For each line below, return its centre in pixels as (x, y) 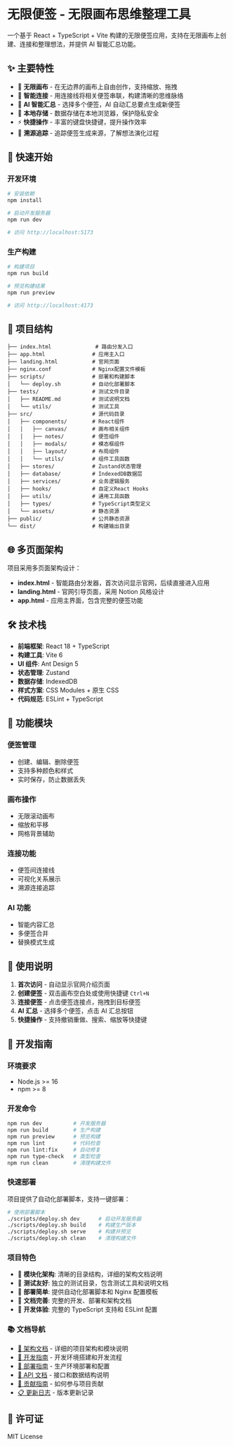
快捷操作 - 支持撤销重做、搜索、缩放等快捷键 (82, 1020)
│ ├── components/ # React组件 (66, 422)
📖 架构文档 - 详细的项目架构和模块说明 (73, 1348)
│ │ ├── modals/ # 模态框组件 (66, 444)
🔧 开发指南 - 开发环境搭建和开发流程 (70, 1357)
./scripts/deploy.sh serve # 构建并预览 (69, 1232)
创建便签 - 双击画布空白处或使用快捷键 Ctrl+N (83, 994)
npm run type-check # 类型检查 (54, 1156)
